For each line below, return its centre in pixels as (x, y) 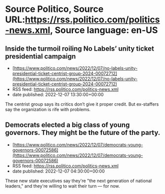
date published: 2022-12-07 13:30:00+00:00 (58, 95)
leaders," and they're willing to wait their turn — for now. (63, 186)
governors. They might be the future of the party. (83, 133)
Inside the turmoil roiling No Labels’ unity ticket (80, 48)
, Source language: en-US (104, 30)
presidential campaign (40, 56)
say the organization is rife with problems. (48, 109)
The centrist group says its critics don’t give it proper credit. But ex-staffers (82, 104)
